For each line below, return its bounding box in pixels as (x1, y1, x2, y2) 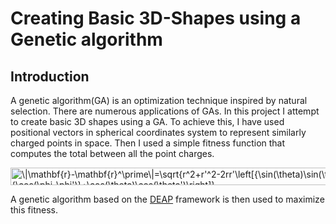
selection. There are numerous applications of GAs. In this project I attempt (10, 105, 320, 117)
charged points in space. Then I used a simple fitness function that (10, 137, 286, 149)
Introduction (10, 68, 90, 85)
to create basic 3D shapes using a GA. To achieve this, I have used (10, 116, 285, 127)
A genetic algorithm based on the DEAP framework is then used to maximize (10, 193, 325, 205)
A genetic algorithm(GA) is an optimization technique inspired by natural (10, 95, 308, 106)
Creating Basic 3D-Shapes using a (10, 7, 302, 30)
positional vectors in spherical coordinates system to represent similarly (10, 127, 307, 138)
